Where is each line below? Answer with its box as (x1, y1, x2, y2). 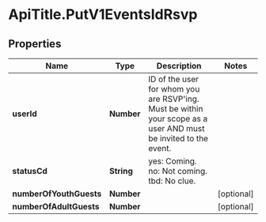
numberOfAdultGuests (12, 201, 101, 212)
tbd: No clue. (148, 175, 196, 186)
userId (12, 108, 37, 119)
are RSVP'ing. (148, 93, 199, 104)
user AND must (148, 123, 205, 134)
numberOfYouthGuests (12, 188, 102, 199)
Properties (8, 37, 62, 51)
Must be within (148, 103, 203, 114)
